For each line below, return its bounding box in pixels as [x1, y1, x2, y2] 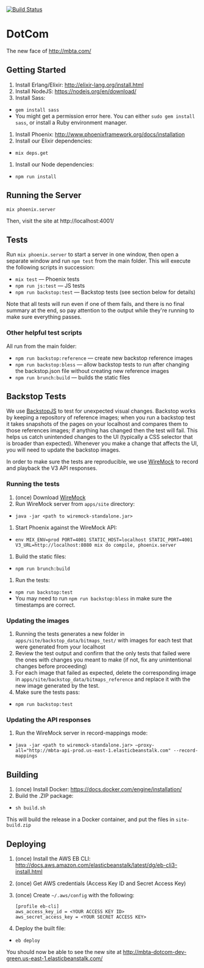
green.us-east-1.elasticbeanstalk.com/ [6, 955, 103, 962]
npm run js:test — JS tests [15, 282, 85, 290]
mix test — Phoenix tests [15, 276, 80, 283]
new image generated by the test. [15, 682, 100, 689]
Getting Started [6, 65, 66, 76]
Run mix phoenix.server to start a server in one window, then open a [6, 251, 178, 258]
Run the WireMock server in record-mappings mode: [15, 729, 148, 737]
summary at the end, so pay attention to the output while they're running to [6, 307, 195, 314]
